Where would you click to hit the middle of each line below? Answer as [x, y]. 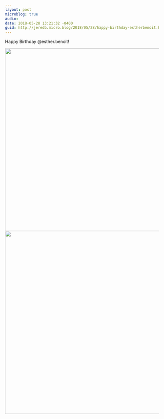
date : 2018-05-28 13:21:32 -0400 [39, 23]
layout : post [18, 10]
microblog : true [21, 14]
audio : [12, 19]
